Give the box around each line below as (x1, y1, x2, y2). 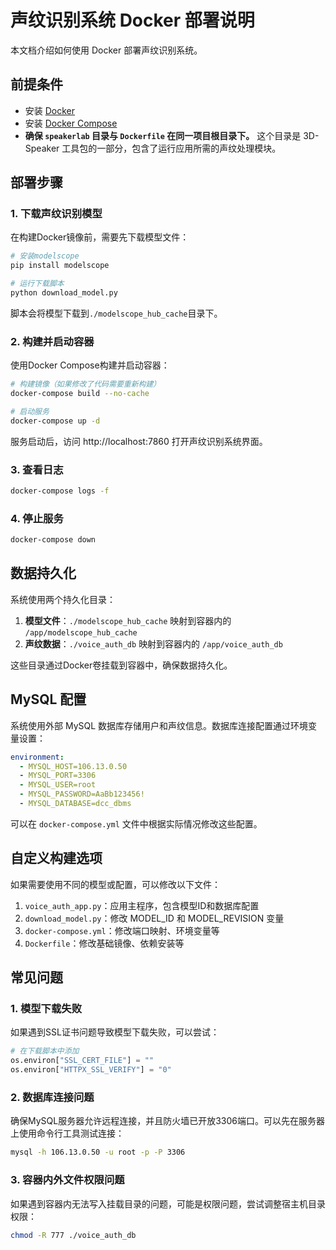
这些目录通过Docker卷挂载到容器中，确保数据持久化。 (10, 659, 233, 671)
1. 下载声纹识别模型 (10, 207, 103, 221)
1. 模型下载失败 (10, 1002, 83, 1016)
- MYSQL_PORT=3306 (19, 771, 97, 781)
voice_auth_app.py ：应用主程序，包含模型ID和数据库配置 (24, 899, 260, 911)
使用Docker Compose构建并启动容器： (10, 359, 170, 371)
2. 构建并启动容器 (10, 334, 95, 348)
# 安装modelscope (10, 251, 80, 261)
